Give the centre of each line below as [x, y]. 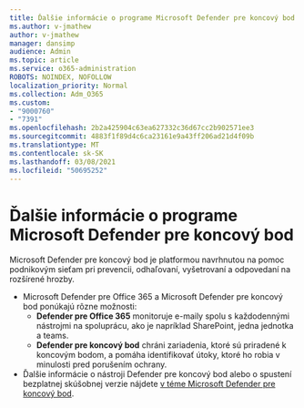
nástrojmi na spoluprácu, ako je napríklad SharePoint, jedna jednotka [165, 326]
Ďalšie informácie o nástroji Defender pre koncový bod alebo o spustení [157, 374]
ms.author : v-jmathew [51, 26]
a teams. [52, 336]
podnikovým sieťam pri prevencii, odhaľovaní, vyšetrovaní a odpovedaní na [150, 270]
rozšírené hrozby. [42, 280]
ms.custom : [30, 102]
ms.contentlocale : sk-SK [56, 153]
